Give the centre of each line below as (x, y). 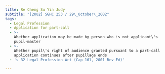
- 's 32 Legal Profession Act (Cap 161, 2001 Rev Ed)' (67, 60)
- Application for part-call (40, 28)
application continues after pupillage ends (61, 55)
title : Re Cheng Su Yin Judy (35, 10)
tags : (11, 19)
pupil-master (27, 42)
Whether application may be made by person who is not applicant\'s (86, 37)
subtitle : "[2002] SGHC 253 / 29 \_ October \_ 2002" (57, 14)
